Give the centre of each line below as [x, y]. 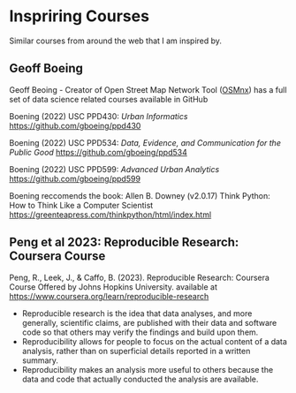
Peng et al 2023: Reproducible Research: [124, 242]
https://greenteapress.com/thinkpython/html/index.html [110, 215]
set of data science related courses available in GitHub [109, 99]
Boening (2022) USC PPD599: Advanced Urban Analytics [114, 169]
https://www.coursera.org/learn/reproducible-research [109, 296]
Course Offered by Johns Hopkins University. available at [114, 287]
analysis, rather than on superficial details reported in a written [136, 351]
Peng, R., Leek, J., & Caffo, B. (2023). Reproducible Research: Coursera [139, 277]
